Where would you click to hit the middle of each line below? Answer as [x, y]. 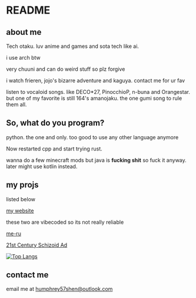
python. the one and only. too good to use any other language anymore [92, 137]
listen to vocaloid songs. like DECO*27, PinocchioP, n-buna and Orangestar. [98, 92]
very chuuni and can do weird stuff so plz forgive [66, 69]
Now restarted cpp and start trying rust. [54, 149]
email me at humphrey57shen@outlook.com [59, 289]
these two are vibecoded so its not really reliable [65, 222]
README [28, 10]
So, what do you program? [55, 123]
